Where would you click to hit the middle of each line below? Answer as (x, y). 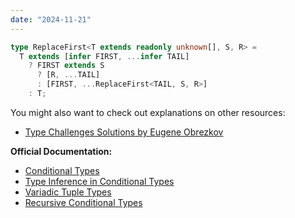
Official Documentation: (61, 151)
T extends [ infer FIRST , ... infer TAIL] (104, 56)
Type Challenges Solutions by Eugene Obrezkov (124, 132)
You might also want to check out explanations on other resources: (148, 112)
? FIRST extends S (66, 66)
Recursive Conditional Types (83, 202)
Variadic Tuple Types (68, 192)
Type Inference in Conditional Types (99, 181)
